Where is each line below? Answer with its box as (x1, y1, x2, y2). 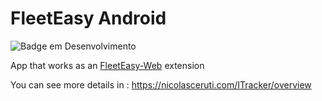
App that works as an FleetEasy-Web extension (10, 59, 205, 71)
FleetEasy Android (10, 7, 167, 30)
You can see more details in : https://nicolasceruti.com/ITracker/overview (10, 78, 312, 91)
